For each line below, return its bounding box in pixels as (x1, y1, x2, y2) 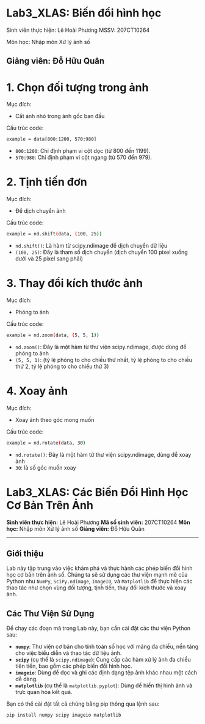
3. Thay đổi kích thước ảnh (6, 276, 143, 290)
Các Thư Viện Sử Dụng (6, 608, 95, 619)
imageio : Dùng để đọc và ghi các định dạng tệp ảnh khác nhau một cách (15, 669, 197, 676)
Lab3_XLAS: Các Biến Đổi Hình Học (6, 485, 189, 499)
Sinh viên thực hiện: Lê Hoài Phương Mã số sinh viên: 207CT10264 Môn (6, 519, 190, 526)
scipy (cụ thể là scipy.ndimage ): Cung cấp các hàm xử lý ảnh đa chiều (15, 656, 191, 663)
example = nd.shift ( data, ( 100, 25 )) (6, 231, 103, 237)
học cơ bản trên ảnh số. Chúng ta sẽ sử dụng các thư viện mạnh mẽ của (6, 571, 188, 578)
